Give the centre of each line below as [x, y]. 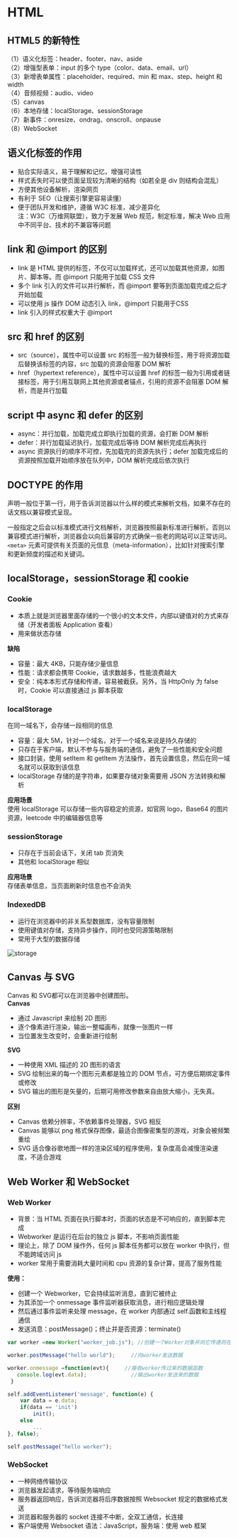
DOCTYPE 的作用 [45, 485]
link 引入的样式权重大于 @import [65, 312]
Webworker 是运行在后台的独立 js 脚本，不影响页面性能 [98, 1236]
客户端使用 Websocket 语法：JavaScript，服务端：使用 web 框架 [112, 1526]
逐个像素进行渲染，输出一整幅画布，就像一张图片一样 [95, 1027]
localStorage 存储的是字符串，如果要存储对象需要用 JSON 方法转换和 [118, 776]
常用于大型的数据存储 [49, 939]
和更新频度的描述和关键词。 [48, 554]
